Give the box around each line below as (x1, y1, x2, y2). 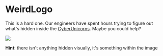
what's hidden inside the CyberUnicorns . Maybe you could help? (5, 25, 141, 31)
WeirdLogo (5, 4, 53, 15)
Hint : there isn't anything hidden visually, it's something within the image (5, 44, 158, 51)
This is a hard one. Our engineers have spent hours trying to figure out (5, 20, 153, 26)
